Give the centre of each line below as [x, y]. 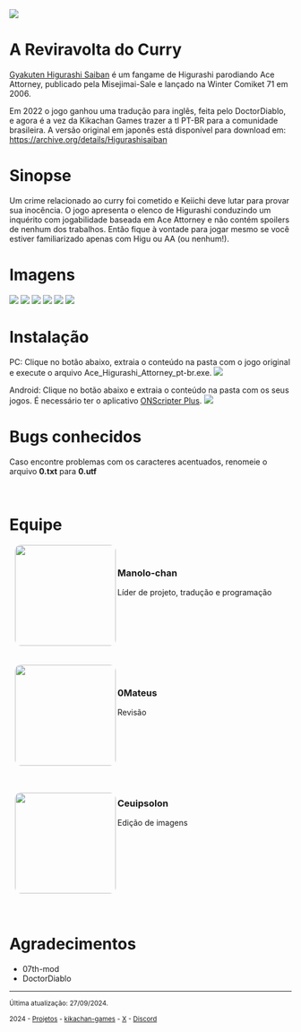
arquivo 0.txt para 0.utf [53, 471]
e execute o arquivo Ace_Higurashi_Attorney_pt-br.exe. [111, 372]
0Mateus [138, 692]
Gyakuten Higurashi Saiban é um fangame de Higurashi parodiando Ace [142, 74]
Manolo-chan [147, 573]
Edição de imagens [153, 822]
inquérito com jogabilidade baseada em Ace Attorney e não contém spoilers [149, 220]
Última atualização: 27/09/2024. [59, 1003]
